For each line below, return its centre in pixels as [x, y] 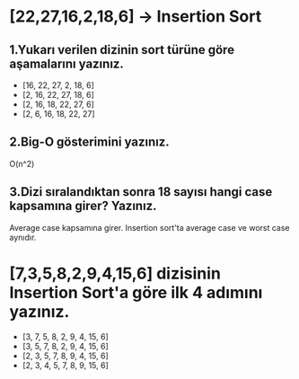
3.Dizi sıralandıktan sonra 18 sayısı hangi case [141, 192]
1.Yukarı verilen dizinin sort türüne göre [122, 50]
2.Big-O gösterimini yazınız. [90, 142]
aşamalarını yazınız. [66, 63]
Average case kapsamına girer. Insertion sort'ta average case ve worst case [149, 227]
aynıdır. [23, 237]
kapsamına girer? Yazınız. [83, 206]
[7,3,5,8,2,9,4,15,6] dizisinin [115, 273]
